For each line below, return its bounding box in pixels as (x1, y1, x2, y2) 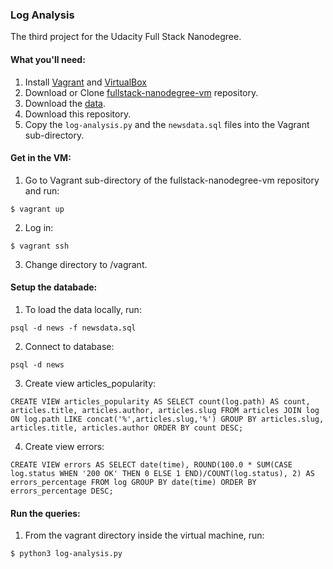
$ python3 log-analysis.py (10, 549, 123, 559)
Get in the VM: (10, 152, 72, 164)
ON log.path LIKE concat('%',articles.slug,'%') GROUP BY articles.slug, (10, 414, 325, 424)
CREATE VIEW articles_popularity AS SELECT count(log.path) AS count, (10, 396, 311, 407)
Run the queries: (10, 507, 81, 519)
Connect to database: (24, 340, 115, 352)
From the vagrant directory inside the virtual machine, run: (24, 529, 265, 542)
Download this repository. (24, 108, 132, 120)
